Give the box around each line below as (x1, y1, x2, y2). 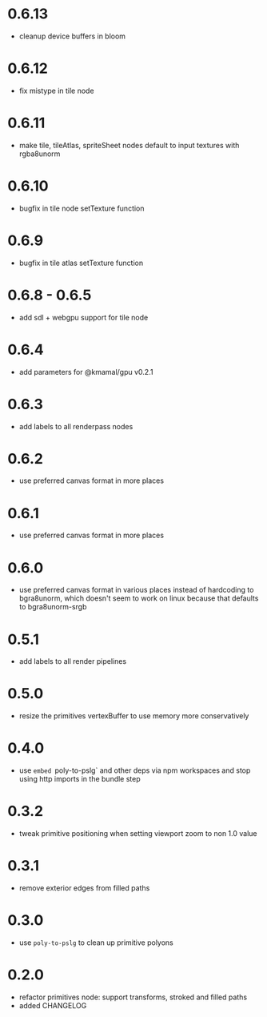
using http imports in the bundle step (18, 774, 141, 784)
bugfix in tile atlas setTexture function (18, 258, 144, 267)
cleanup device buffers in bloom (18, 31, 126, 41)
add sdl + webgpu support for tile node (18, 312, 149, 322)
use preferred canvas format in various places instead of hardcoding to (18, 585, 254, 595)
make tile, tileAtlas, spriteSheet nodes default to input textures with (18, 140, 240, 150)
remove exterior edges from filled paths (18, 883, 150, 893)
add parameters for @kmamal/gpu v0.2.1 (18, 367, 153, 376)
